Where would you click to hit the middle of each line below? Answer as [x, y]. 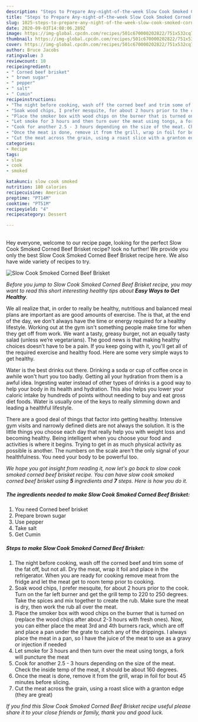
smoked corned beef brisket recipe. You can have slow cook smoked [90, 475]
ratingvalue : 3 [25, 56]
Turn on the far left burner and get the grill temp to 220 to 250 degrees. [101, 594]
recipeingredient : [29, 66]
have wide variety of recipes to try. [48, 262]
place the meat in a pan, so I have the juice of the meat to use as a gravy [103, 638]
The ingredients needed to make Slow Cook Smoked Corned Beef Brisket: [98, 495]
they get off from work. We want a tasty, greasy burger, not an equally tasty [98, 334]
